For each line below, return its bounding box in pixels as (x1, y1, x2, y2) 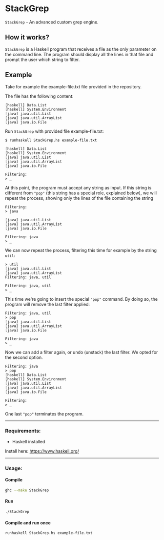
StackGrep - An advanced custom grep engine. (5, 19, 99, 25)
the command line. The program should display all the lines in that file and (5, 51, 154, 57)
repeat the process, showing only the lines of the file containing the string (5, 195, 154, 201)
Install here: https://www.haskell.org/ (5, 448, 80, 454)
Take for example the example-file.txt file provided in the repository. (5, 83, 142, 89)
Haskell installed (12, 438, 45, 444)
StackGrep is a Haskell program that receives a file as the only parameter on (5, 46, 157, 52)
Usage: (5, 465, 23, 472)
